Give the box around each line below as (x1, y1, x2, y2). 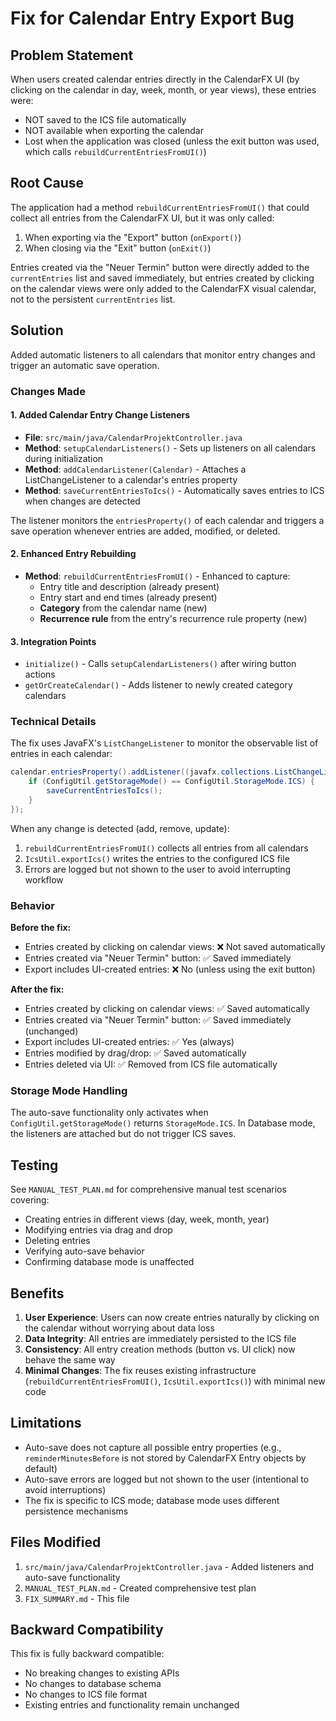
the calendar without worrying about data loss (24, 1322, 215, 1334)
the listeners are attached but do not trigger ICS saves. (10, 1128, 237, 1140)
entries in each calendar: (10, 748, 113, 760)
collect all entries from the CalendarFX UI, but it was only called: (10, 212, 275, 224)
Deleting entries (24, 1235, 91, 1247)
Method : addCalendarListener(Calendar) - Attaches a (24, 463, 247, 475)
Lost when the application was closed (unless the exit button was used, (24, 135, 320, 147)
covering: (10, 1194, 50, 1206)
